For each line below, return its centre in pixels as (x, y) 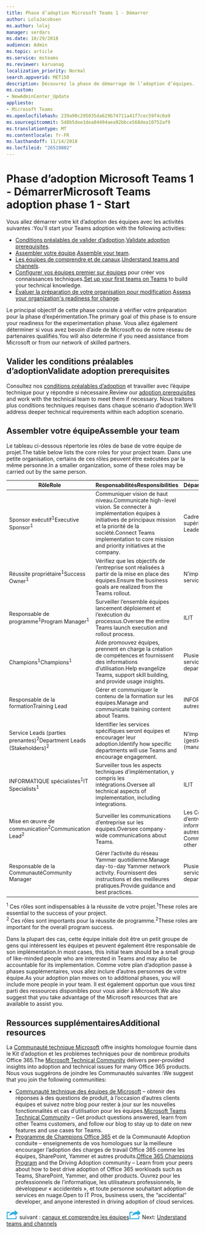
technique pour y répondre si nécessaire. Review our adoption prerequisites (101, 392)
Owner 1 (19, 581)
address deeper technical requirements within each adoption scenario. (95, 412)
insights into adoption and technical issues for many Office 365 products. (99, 1067)
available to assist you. (35, 1004)
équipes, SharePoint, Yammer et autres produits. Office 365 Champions (104, 1156)
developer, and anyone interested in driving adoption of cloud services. (105, 1201)
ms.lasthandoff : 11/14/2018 (42, 141)
